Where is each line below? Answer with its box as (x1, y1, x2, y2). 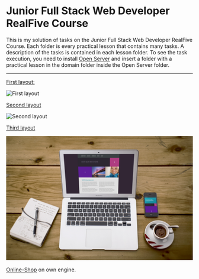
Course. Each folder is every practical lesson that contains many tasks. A (6, 43, 185, 50)
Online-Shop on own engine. (6, 266, 76, 273)
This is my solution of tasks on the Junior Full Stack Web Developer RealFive (6, 36, 193, 43)
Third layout (6, 124, 36, 131)
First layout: (6, 78, 35, 85)
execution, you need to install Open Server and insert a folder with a (6, 55, 172, 62)
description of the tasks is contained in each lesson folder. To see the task (6, 48, 188, 56)
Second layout (6, 101, 41, 108)
